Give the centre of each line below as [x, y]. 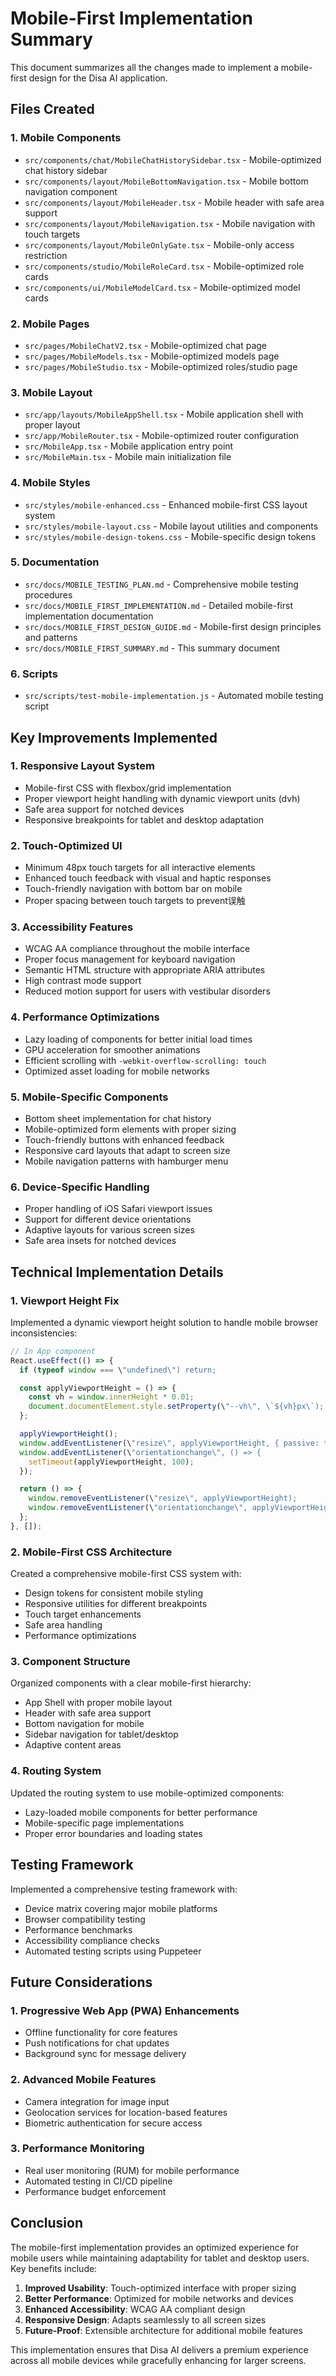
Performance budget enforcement [95, 2191]
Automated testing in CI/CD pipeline [98, 2181]
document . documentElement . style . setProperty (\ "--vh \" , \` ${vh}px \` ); [176, 1407]
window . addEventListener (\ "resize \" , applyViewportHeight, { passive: [169, 1443]
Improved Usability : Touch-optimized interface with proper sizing [160, 2288]
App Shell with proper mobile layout [98, 1703]
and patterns [51, 637]
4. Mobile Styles [50, 483]
